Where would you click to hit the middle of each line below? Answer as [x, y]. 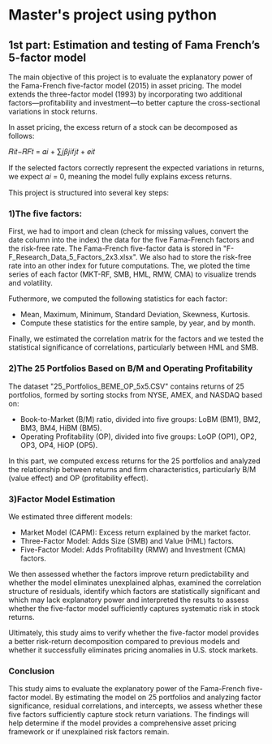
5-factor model [47, 57]
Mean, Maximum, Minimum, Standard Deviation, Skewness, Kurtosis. [135, 315]
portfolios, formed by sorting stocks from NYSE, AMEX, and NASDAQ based [135, 394]
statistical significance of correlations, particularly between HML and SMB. [134, 347]
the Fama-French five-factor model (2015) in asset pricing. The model [125, 86]
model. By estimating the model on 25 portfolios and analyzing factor [145, 697]
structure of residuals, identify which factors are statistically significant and [134, 591]
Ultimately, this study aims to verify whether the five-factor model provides [134, 632]
